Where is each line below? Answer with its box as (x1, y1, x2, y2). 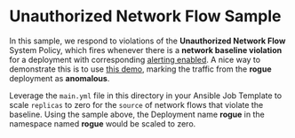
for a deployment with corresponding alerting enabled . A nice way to (9, 54, 260, 65)
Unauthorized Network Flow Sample (9, 6, 282, 27)
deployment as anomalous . (9, 73, 110, 83)
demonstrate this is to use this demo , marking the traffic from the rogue (9, 64, 273, 74)
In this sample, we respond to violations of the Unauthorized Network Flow (9, 35, 286, 46)
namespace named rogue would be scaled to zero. (9, 118, 196, 129)
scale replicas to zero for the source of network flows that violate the (9, 99, 264, 110)
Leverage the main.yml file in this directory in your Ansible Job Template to (9, 90, 283, 101)
